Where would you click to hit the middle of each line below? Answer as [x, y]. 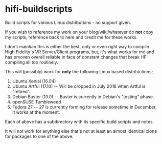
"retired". [21, 91]
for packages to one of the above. [39, 136]
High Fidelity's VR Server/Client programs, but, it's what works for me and [80, 52]
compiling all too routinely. [32, 62]
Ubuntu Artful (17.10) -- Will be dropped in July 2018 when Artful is [79, 86]
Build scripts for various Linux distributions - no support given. [68, 22]
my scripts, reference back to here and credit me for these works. [71, 37]
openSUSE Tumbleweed [36, 102]
